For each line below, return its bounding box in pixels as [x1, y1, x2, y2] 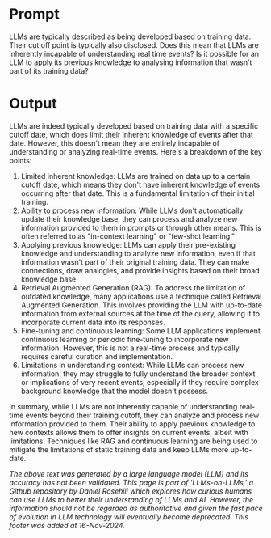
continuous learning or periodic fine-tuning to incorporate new [20, 334, 229, 344]
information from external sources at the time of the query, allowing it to [20, 308, 261, 318]
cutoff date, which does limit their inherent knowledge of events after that [9, 129, 253, 139]
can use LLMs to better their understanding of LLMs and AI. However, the [9, 494, 254, 504]
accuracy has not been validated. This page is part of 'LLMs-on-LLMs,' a [9, 477, 253, 487]
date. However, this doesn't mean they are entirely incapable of [9, 138, 220, 148]
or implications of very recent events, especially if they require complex [20, 377, 259, 387]
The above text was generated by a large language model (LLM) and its [9, 468, 249, 478]
